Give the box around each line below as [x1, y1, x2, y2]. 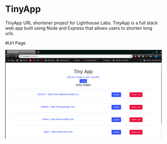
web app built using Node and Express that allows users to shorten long [5, 25, 153, 31]
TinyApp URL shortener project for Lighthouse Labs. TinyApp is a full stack [5, 20, 158, 26]
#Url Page [5, 40, 26, 46]
